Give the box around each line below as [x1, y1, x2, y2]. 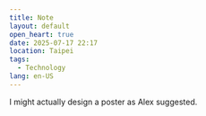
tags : [9, 55, 30, 64]
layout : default [9, 22, 70, 31]
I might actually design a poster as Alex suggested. [9, 96, 198, 107]
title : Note [9, 13, 54, 22]
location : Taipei [9, 47, 74, 56]
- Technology [17, 64, 66, 73]
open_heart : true [9, 30, 74, 39]
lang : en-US [9, 72, 54, 81]
